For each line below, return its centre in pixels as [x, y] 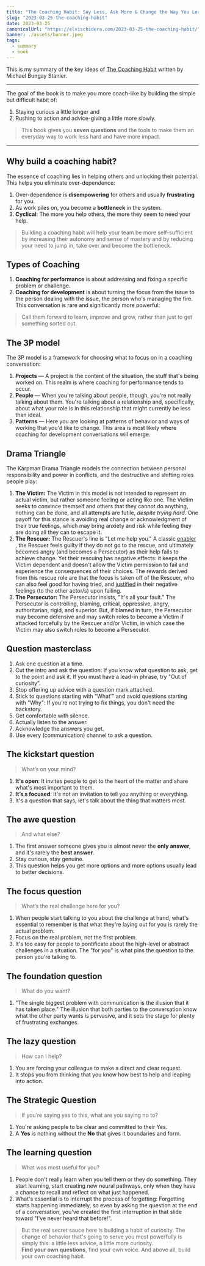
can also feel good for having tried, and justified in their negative [96, 584]
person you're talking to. [46, 957]
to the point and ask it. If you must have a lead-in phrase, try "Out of [101, 676]
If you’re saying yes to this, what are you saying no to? [90, 1115]
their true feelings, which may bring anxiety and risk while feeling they [103, 526]
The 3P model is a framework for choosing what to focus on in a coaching [99, 358]
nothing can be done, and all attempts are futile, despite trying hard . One [106, 513]
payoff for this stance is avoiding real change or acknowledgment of [101, 519]
